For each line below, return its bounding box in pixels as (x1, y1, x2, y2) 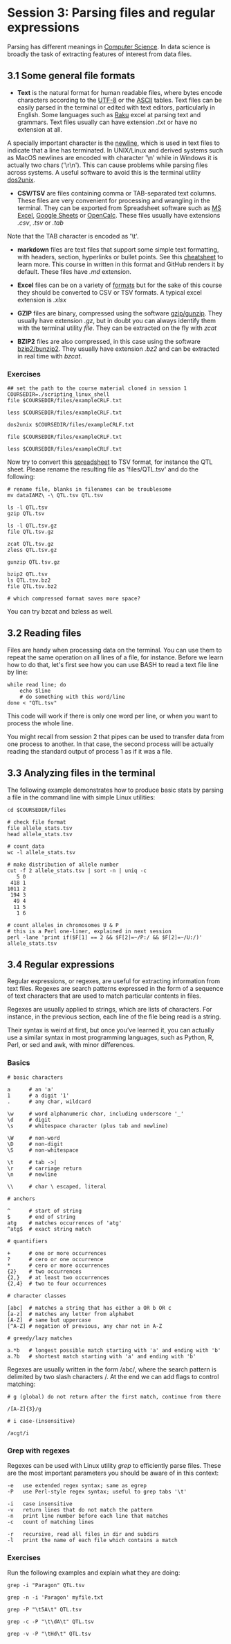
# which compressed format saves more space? (7, 595, 140, 603)
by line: (7, 668, 28, 676)
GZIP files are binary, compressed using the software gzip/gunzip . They (17, 309, 223, 317)
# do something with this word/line (19, 693, 126, 700)
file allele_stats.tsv (7, 824, 73, 831)
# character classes (7, 1292, 67, 1299)
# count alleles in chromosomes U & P (7, 921, 119, 928)
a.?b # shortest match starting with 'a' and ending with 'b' (7, 1353, 196, 1360)
